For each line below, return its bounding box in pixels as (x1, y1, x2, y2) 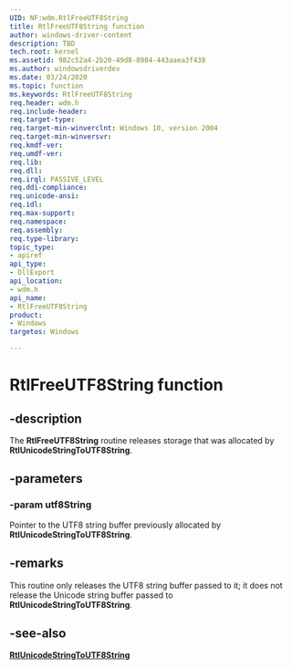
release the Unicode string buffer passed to (9, 590, 173, 601)
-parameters (9, 471, 83, 486)
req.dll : (9, 166, 43, 175)
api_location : (9, 277, 64, 286)
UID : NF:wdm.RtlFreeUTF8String (9, 13, 129, 23)
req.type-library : (9, 234, 79, 243)
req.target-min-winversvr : (9, 132, 112, 141)
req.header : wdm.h (9, 98, 79, 108)
